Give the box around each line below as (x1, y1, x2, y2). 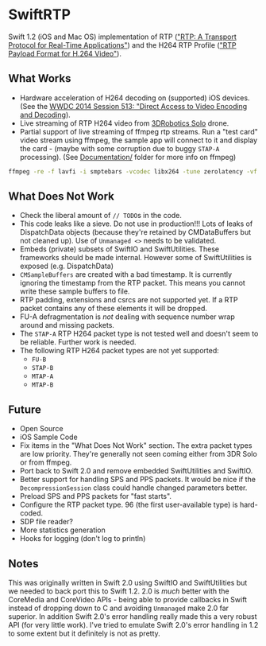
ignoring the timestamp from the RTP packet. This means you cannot (19, 278, 246, 288)
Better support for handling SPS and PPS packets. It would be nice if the (19, 475, 256, 484)
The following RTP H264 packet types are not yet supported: (19, 346, 220, 356)
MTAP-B (31, 381, 54, 389)
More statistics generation (19, 525, 106, 535)
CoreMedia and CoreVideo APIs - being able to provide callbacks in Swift (8, 595, 248, 605)
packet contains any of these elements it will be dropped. (19, 304, 208, 313)
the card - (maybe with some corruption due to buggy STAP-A (19, 143, 220, 153)
